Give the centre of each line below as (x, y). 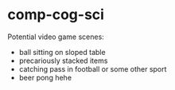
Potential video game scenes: (56, 37)
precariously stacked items (63, 61)
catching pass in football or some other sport (93, 68)
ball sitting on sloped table (62, 52)
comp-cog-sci (56, 15)
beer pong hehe (45, 77)
